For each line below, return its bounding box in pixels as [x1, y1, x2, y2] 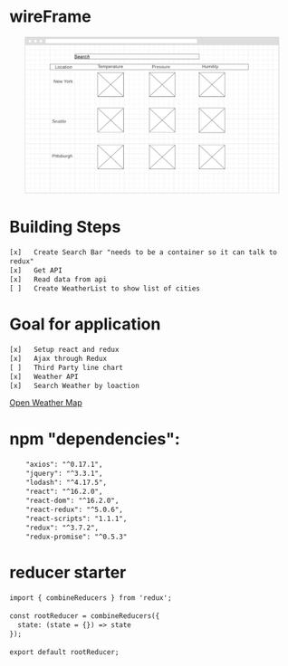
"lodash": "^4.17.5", [25, 478, 107, 488]
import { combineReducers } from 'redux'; [9, 593, 172, 603]
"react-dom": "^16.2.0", [25, 496, 120, 506]
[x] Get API [9, 266, 63, 275]
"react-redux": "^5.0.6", [25, 505, 124, 515]
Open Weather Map [9, 397, 83, 408]
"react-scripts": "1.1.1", [25, 514, 128, 524]
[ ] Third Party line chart [9, 364, 124, 373]
